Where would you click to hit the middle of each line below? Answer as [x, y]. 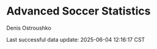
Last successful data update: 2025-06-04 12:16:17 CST [76, 39]
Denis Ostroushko [29, 28]
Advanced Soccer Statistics [78, 11]
